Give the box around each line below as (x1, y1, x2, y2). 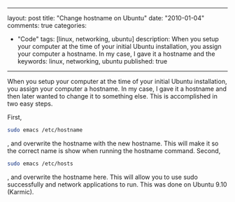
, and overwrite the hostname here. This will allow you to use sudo (7, 173, 198, 181)
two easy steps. (7, 99, 53, 108)
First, (7, 113, 22, 121)
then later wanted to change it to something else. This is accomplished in (7, 92, 218, 100)
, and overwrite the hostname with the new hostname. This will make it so (7, 139, 219, 147)
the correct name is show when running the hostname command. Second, (7, 146, 221, 154)
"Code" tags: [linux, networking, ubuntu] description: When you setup (17, 35, 219, 43)
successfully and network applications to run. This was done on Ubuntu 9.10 (7, 180, 227, 189)
